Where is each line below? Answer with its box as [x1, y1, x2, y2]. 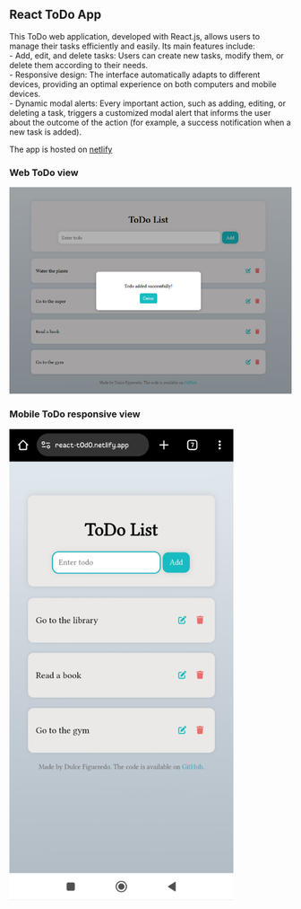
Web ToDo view [9, 166, 79, 179]
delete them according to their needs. [9, 59, 149, 70]
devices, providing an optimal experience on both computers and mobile [9, 78, 277, 89]
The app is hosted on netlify [9, 144, 113, 154]
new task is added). [9, 126, 82, 137]
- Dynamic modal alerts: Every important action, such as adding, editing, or [9, 98, 287, 109]
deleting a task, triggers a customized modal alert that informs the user [9, 107, 271, 118]
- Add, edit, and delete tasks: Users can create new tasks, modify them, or [9, 49, 284, 61]
